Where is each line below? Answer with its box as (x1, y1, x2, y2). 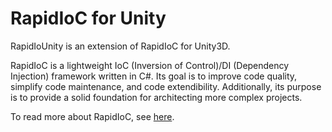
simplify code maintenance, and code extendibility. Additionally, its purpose (10, 80, 322, 92)
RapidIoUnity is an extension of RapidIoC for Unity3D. (10, 40, 231, 52)
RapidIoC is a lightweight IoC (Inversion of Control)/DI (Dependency (10, 59, 290, 71)
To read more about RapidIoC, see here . (10, 110, 175, 122)
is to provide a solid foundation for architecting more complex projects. (10, 91, 303, 103)
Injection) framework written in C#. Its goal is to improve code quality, (10, 70, 298, 82)
